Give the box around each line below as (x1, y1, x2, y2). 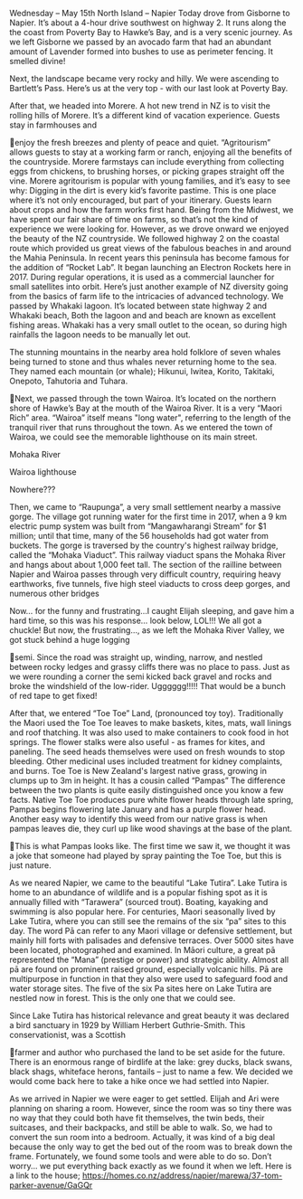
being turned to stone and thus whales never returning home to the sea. (9, 356, 278, 367)
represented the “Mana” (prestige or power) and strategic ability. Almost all (9, 954, 289, 965)
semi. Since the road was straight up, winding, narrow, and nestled (14, 652, 263, 663)
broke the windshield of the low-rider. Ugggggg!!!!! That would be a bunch (9, 681, 287, 691)
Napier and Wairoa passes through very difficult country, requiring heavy (9, 569, 282, 580)
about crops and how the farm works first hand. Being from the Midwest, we (9, 204, 294, 215)
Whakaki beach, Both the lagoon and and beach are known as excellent (9, 310, 276, 320)
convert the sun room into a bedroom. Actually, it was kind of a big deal (9, 1132, 276, 1142)
